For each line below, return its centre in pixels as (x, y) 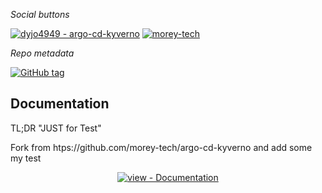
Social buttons (40, 14)
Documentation (60, 104)
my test (26, 158)
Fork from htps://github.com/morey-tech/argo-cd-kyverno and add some (161, 147)
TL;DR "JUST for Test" (56, 128)
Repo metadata (42, 53)
